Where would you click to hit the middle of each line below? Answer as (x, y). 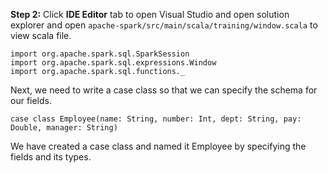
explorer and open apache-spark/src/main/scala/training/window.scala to (164, 25)
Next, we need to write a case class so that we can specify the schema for (164, 90)
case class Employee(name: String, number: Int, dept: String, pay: (156, 119)
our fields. (31, 100)
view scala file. (41, 35)
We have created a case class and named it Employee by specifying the (158, 146)
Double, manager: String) (64, 128)
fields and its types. (51, 157)
